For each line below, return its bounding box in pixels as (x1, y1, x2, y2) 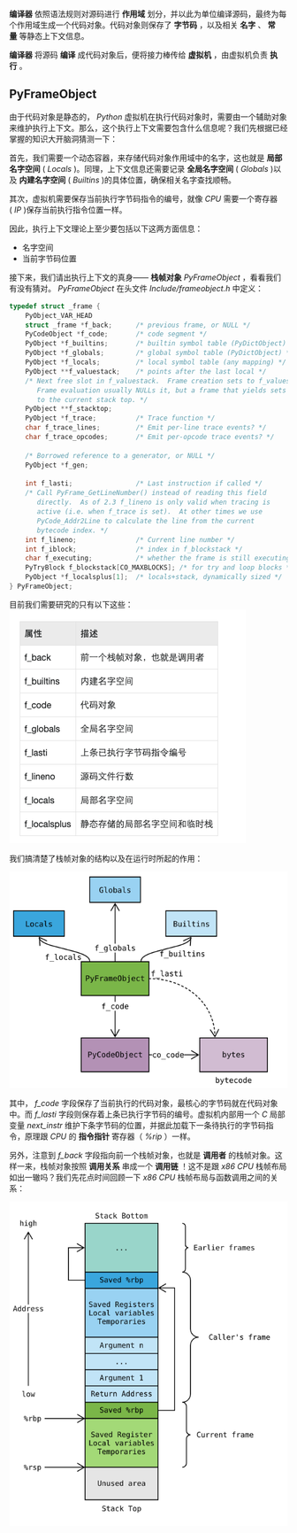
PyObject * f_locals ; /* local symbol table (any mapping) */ (25, 358, 287, 367)
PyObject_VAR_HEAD (25, 311, 93, 320)
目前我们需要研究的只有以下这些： (9, 599, 133, 609)
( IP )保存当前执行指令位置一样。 (9, 204, 127, 215)
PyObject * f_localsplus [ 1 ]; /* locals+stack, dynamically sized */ (25, 573, 283, 582)
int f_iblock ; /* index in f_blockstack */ (25, 545, 243, 554)
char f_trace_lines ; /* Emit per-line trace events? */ (25, 423, 267, 432)
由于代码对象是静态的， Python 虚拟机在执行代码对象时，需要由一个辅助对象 (9, 111, 287, 122)
